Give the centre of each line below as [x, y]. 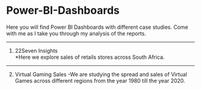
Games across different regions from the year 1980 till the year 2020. [100, 80]
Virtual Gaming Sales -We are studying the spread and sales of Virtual [101, 74]
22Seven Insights [36, 50]
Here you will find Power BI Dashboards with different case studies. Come [97, 27]
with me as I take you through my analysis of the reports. [76, 33]
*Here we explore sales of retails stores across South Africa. [90, 57]
